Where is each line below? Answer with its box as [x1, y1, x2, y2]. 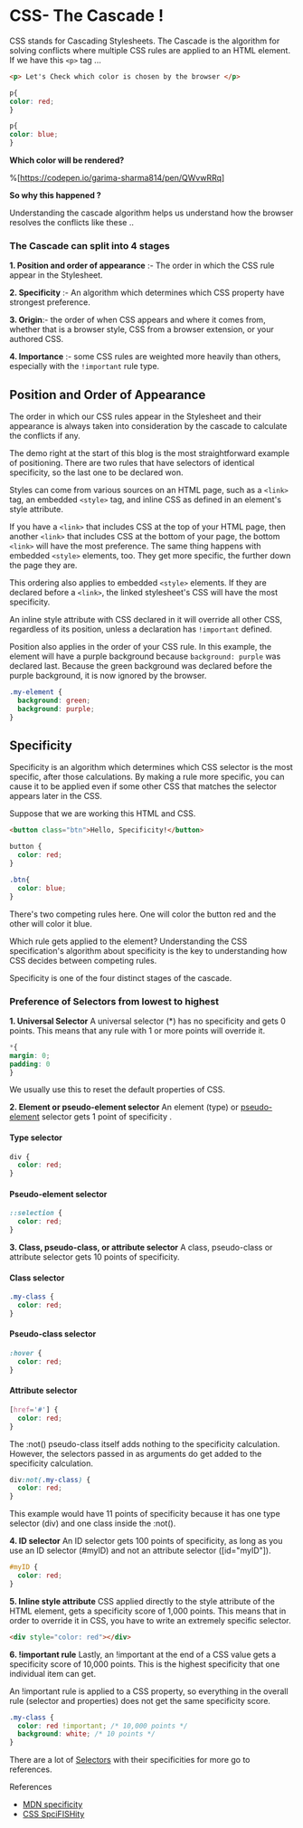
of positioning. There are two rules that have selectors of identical [9, 458, 255, 469]
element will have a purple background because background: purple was [9, 651, 281, 662]
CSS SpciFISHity [22, 1809, 85, 1820]
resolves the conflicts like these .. [9, 217, 134, 228]
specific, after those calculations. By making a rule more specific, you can [9, 771, 285, 783]
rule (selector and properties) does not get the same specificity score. [9, 1695, 271, 1706]
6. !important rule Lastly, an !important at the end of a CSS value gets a [9, 1649, 277, 1660]
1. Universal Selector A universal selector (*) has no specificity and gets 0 [9, 1015, 287, 1026]
